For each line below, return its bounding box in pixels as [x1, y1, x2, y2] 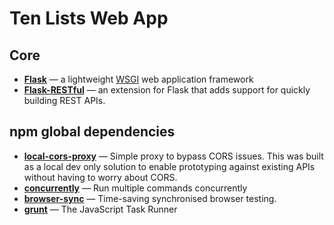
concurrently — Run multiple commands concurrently [23, 182, 248, 194]
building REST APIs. [23, 95, 106, 106]
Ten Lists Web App [9, 7, 169, 30]
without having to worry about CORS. [23, 171, 178, 183]
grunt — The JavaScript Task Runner [23, 203, 178, 215]
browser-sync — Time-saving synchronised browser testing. [23, 192, 277, 204]
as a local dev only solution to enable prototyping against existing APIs [23, 160, 316, 172]
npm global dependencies [9, 123, 176, 141]
